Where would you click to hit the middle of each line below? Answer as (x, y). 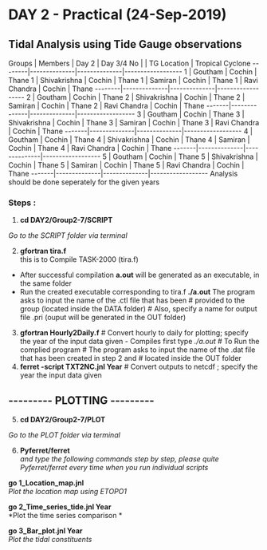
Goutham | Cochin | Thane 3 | (196, 114)
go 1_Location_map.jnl (46, 483)
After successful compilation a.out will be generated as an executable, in (139, 275)
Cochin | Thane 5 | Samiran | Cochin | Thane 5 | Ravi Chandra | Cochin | (126, 165)
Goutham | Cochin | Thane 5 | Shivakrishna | (186, 156)
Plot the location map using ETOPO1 (68, 492)
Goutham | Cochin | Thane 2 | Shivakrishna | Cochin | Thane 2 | (141, 97)
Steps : (22, 203)
